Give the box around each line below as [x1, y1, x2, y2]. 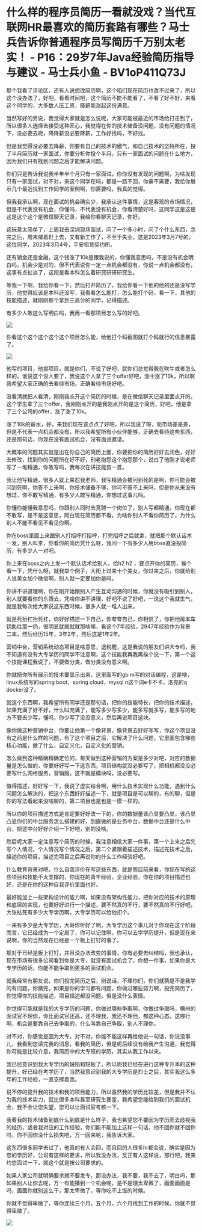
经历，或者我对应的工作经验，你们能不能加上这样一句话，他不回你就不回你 [11, 1123, 196, 1131]
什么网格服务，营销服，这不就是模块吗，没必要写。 [16, 769, 143, 777]
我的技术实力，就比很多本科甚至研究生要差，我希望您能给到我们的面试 [11, 1095, 185, 1103]
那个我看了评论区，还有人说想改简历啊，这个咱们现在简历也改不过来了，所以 [6, 87, 196, 94]
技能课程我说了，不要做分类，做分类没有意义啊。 [11, 658, 133, 665]
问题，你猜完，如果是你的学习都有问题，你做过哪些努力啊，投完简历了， [16, 984, 196, 991]
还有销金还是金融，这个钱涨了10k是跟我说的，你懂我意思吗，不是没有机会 [6, 253, 189, 260]
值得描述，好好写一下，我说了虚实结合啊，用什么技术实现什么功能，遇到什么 [6, 782, 196, 789]
